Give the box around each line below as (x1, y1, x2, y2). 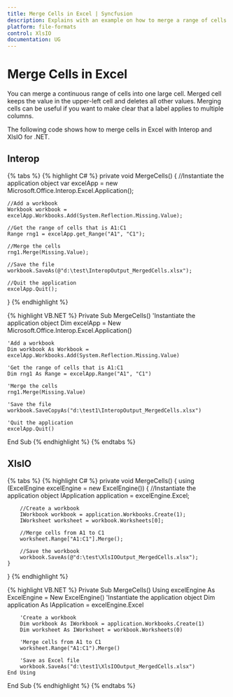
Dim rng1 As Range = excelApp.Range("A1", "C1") (7, 370, 152, 378)
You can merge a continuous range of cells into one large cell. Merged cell (7, 89, 222, 98)
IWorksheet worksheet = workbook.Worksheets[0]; (20, 517, 164, 524)
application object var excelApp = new (7, 179, 118, 187)
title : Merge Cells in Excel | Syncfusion (7, 10, 133, 17)
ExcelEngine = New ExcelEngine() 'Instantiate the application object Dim (7, 593, 216, 601)
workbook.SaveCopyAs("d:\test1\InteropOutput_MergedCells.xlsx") (7, 407, 202, 414)
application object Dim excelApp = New (7, 319, 121, 327)
